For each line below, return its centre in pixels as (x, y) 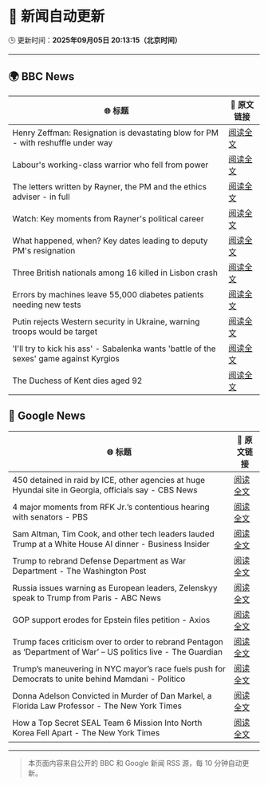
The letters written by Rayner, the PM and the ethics (110, 186)
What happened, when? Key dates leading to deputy (110, 241)
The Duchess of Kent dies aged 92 (77, 381)
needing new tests (47, 305)
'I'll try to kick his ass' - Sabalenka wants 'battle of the (114, 349)
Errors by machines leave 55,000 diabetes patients (108, 294)
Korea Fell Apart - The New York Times (86, 732)
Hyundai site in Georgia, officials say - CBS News (105, 490)
